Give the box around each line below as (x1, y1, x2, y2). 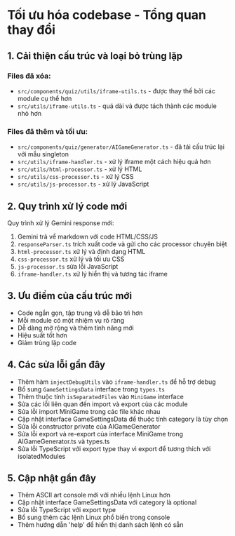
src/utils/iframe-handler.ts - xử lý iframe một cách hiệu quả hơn (17, 158, 211, 166)
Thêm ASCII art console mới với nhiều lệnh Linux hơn (17, 491, 170, 500)
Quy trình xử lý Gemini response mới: (7, 218, 114, 227)
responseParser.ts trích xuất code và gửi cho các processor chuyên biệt (17, 239, 227, 248)
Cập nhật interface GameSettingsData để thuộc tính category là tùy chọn (17, 415, 229, 423)
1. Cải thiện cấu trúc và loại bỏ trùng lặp (7, 50, 183, 62)
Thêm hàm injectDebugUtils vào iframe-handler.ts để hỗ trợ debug (17, 377, 216, 386)
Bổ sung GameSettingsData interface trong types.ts (17, 384, 166, 393)
